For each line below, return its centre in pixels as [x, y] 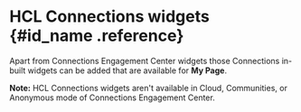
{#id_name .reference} [97, 36]
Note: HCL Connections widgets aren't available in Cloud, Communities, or [148, 88]
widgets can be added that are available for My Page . [127, 70]
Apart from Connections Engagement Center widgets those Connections [145, 61]
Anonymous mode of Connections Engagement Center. [112, 98]
